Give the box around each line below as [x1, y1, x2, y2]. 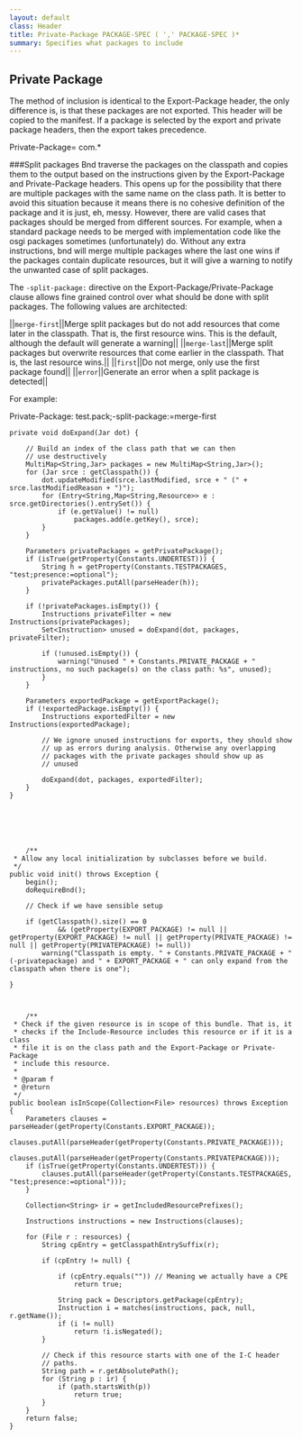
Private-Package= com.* [9, 141, 102, 153]
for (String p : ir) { [41, 1375, 127, 1384]
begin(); [25, 878, 59, 888]
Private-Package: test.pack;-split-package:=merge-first [9, 411, 217, 422]
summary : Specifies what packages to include [9, 38, 183, 48]
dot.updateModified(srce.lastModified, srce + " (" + [41, 476, 248, 485]
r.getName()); [9, 1312, 63, 1321]
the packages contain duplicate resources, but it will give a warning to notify [9, 255, 293, 266]
